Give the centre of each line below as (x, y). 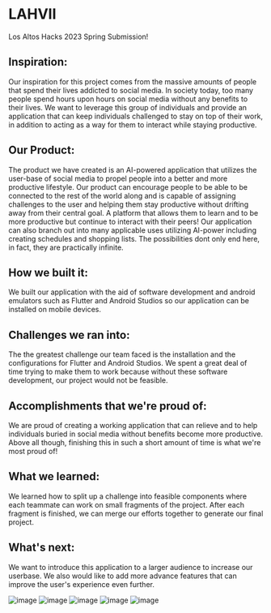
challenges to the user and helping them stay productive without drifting (129, 204)
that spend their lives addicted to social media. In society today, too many (131, 90)
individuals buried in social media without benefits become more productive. (136, 434)
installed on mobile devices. (55, 310)
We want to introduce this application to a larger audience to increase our (131, 567)
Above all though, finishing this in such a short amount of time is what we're (135, 442)
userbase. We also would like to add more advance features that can (123, 576)
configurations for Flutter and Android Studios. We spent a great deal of (128, 363)
